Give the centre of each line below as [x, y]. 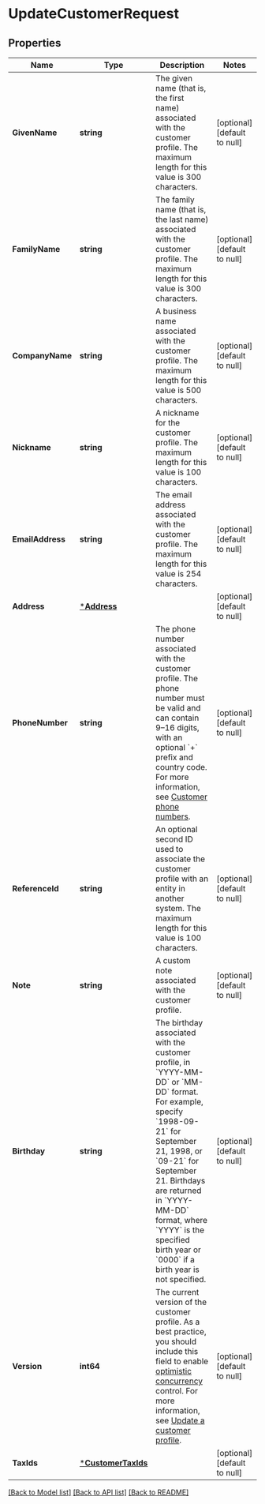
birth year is [177, 1270]
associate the [180, 859]
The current [177, 1292]
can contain [177, 718]
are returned [178, 1191]
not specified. [181, 1279]
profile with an [182, 879]
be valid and [178, 708]
